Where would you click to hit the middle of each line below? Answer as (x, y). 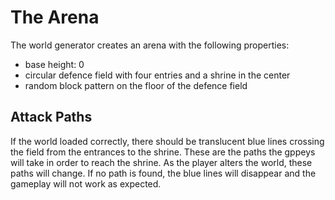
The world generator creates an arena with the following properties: (150, 45)
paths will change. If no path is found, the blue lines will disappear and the (163, 173)
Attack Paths (51, 117)
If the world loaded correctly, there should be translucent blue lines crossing (167, 141)
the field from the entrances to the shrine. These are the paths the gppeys (163, 152)
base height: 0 (54, 64)
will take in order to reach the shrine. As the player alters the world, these (161, 162)
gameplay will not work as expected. (86, 183)
